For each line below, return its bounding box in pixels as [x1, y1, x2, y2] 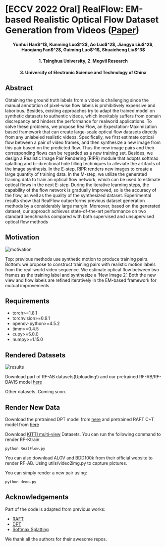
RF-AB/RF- [139, 374, 162, 380]
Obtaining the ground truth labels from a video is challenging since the [5, 97, 149, 103]
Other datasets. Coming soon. [5, 389, 66, 395]
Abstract [5, 84, 33, 93]
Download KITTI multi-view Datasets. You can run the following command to [5, 432, 161, 438]
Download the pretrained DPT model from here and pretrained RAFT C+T [5, 417, 155, 423]
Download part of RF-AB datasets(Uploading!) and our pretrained [5, 374, 138, 380]
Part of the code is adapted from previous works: [5, 506, 106, 512]
